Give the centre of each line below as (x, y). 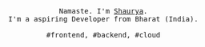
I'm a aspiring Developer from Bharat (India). (103, 19)
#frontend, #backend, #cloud (103, 35)
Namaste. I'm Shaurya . (103, 11)
